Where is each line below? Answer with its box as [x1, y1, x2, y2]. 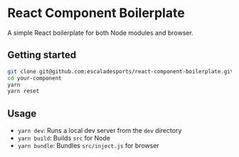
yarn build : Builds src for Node [17, 134, 110, 143]
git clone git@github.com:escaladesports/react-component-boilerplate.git [7, 67, 234, 75]
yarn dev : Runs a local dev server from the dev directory [17, 126, 182, 135]
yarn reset [7, 87, 40, 95]
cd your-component [7, 75, 62, 82]
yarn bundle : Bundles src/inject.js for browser [17, 141, 160, 150]
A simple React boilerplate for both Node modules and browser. [7, 28, 193, 37]
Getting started [7, 49, 77, 61]
